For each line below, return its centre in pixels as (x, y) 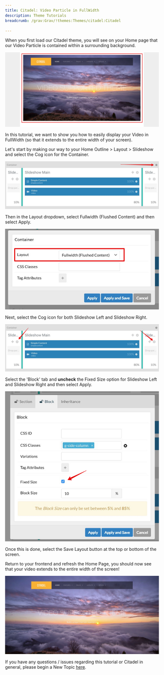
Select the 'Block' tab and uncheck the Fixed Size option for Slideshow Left (81, 379)
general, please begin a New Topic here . (46, 667)
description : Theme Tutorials (36, 15)
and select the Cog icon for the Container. (47, 154)
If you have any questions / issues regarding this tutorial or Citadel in (74, 662)
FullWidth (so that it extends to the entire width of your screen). (69, 140)
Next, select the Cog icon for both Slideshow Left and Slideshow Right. (76, 317)
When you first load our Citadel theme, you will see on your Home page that (81, 40)
